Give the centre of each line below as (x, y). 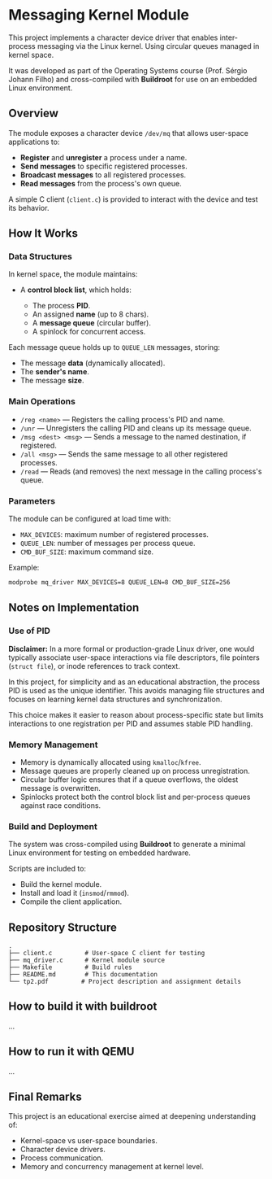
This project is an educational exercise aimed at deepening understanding (132, 1116)
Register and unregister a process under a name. (104, 157)
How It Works (43, 234)
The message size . (52, 381)
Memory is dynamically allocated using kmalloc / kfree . (110, 762)
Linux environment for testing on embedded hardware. (99, 853)
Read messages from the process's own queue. (101, 183)
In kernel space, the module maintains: (73, 274)
